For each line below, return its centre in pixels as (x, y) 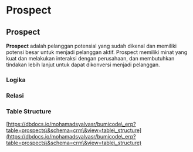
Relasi (15, 96)
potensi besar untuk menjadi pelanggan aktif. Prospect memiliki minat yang (97, 52)
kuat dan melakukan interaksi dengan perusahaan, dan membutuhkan (90, 58)
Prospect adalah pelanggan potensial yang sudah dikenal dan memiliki (92, 46)
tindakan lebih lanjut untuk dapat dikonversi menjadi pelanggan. (83, 65)
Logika (16, 80)
